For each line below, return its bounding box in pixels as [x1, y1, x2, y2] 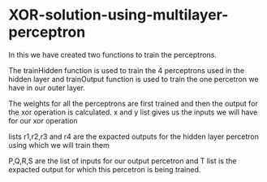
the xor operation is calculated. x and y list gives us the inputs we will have [8, 107, 258, 117]
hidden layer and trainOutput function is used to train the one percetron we [8, 74, 259, 84]
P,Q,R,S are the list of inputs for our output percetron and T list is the [8, 156, 237, 166]
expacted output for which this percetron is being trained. [8, 164, 201, 174]
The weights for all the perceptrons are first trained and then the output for [8, 98, 258, 108]
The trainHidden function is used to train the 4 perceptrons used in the [8, 65, 245, 75]
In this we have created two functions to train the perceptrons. [8, 50, 217, 59]
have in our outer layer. [8, 83, 85, 93]
